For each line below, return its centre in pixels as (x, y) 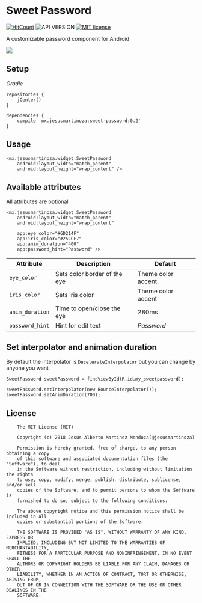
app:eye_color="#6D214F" (48, 234)
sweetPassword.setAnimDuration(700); (54, 395)
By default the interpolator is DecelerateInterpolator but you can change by (101, 362)
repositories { (25, 94)
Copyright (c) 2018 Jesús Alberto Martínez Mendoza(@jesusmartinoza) (106, 438)
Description (93, 264)
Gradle (15, 83)
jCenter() (29, 100)
